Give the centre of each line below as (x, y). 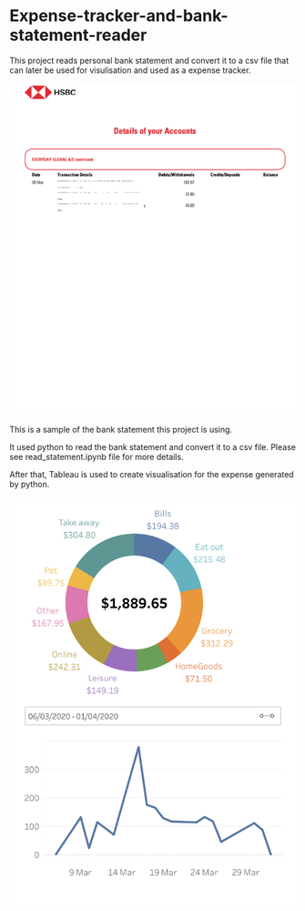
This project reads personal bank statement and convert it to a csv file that (149, 60)
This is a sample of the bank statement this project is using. (121, 430)
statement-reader (78, 35)
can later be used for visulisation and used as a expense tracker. (130, 70)
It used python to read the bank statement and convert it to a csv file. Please (152, 447)
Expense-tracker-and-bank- (119, 16)
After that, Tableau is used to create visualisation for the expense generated (152, 475)
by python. (30, 485)
